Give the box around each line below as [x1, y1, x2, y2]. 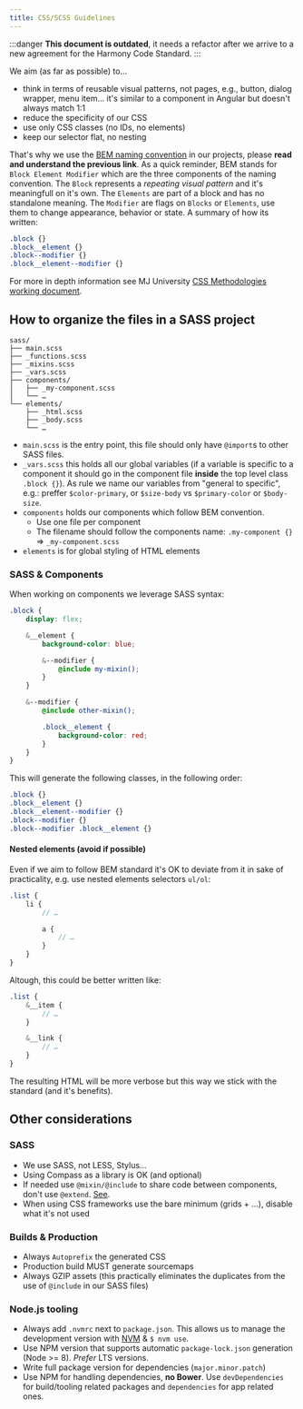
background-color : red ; [57, 730, 148, 740]
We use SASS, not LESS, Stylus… [22, 1159, 147, 1170]
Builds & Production [9, 1230, 98, 1243]
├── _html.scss [25, 407, 83, 416]
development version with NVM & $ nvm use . [22, 1333, 189, 1345]
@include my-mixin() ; [57, 664, 141, 673]
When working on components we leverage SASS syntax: [9, 589, 225, 600]
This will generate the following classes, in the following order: [9, 773, 243, 784]
